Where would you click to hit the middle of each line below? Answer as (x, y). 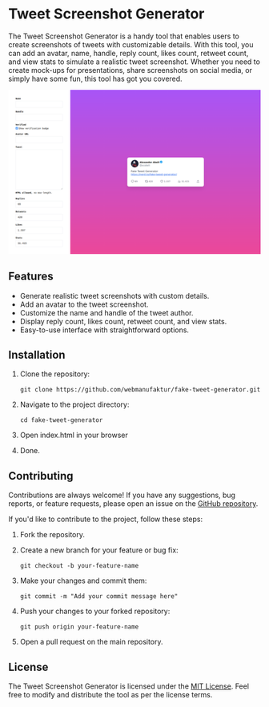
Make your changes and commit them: (83, 580)
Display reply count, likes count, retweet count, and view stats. (123, 321)
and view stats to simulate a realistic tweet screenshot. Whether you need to (134, 62)
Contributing (41, 476)
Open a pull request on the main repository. (91, 642)
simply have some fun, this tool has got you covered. (95, 78)
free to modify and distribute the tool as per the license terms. (110, 694)
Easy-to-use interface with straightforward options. (104, 330)
